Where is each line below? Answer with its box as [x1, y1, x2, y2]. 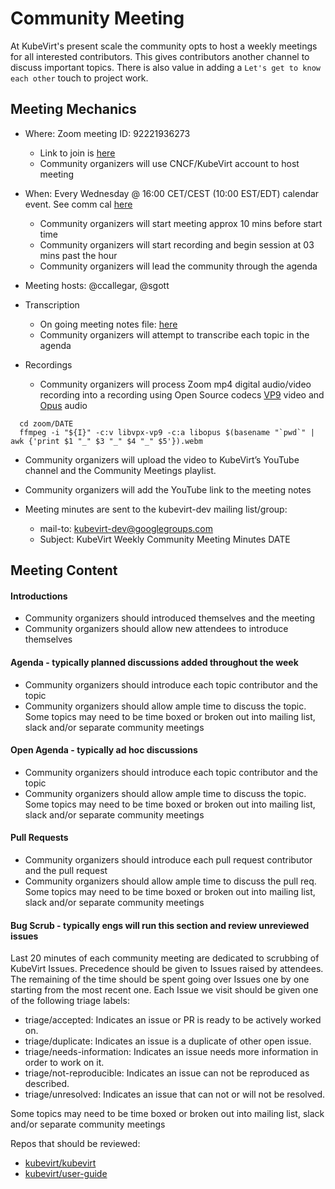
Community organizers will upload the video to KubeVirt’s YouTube [24, 453, 300, 466]
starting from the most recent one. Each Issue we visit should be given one [10, 984, 319, 996]
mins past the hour [39, 249, 118, 261]
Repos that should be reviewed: [10, 1138, 141, 1150]
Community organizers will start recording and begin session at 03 [39, 238, 315, 251]
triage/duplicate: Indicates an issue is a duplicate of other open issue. [24, 1035, 312, 1047]
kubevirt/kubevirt [24, 1157, 97, 1169]
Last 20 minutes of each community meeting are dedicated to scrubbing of [10, 952, 320, 964]
